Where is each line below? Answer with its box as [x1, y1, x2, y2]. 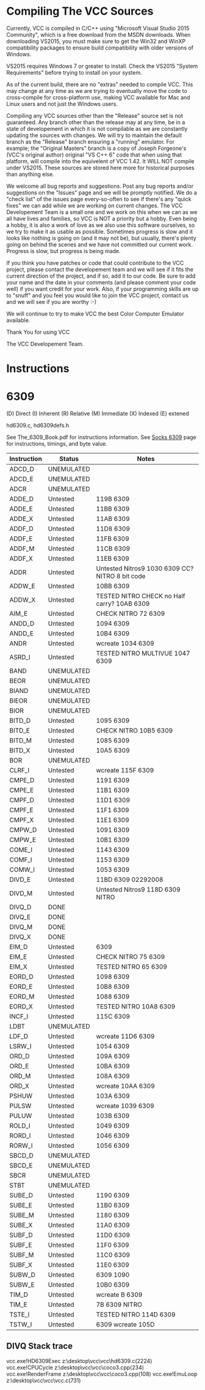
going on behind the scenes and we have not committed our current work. [6, 240, 193, 248]
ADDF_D [9, 525, 34, 533]
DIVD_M [9, 889, 33, 898]
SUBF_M [9, 1251, 34, 1259]
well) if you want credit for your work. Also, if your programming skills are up [6, 285, 199, 292]
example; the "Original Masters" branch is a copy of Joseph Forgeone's [6, 144, 187, 152]
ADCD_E [9, 475, 34, 484]
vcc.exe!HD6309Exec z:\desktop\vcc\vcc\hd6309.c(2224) [6, 1357, 153, 1364]
